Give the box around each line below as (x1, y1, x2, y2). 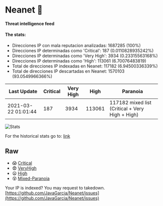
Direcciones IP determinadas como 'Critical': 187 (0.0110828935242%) (12, 48, 154, 53)
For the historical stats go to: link (5, 133, 70, 139)
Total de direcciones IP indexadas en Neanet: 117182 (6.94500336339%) (12, 63, 158, 69)
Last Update (9, 88, 38, 95)
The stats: (5, 32, 26, 38)
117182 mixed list (109, 99, 152, 106)
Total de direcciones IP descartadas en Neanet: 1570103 (12, 68, 125, 74)
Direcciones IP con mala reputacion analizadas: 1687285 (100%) (12, 42, 141, 48)
